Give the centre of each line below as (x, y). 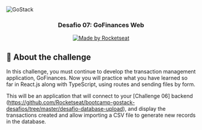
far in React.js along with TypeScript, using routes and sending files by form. (101, 84)
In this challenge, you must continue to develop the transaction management (101, 72)
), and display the (144, 109)
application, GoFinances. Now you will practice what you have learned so (97, 78)
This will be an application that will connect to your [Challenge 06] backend (100, 96)
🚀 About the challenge (49, 57)
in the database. (26, 122)
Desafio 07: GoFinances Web (101, 25)
